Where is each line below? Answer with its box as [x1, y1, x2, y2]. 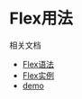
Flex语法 [22, 58, 54, 69]
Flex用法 [9, 8, 74, 29]
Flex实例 [22, 69, 54, 81]
